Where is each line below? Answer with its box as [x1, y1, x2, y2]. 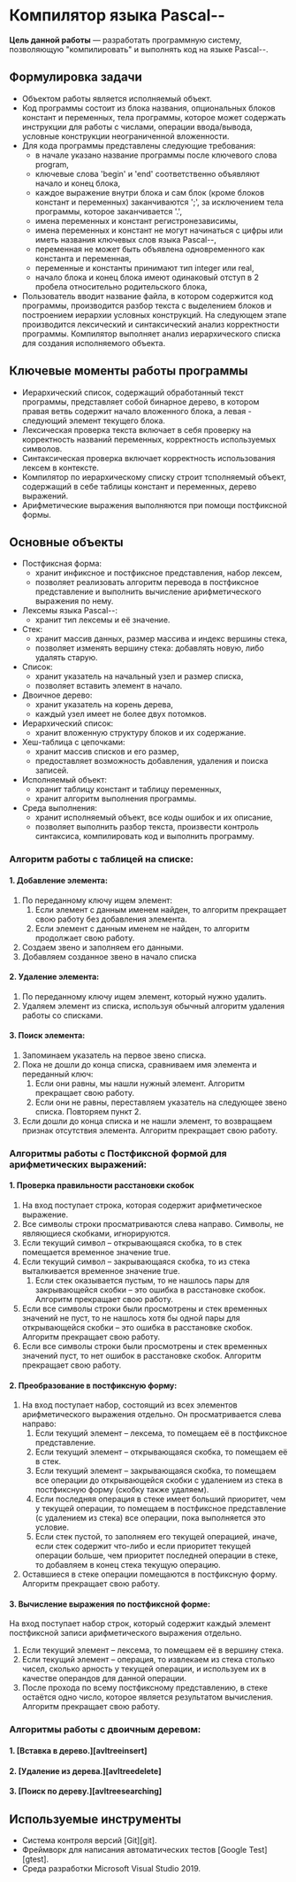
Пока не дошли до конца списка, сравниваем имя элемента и [21, 1059, 257, 1069]
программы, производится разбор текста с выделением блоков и [21, 300, 272, 311]
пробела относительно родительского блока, [34, 281, 208, 292]
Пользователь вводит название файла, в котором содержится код [21, 290, 274, 301]
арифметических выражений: [9, 1158, 148, 1170]
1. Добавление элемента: [9, 875, 109, 885]
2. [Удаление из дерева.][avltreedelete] [9, 1765, 162, 1776]
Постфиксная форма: [21, 559, 102, 569]
